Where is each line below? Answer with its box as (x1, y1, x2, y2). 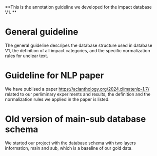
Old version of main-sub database (5, 114, 146, 125)
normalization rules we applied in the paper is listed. (5, 96, 110, 102)
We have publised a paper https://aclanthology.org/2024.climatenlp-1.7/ (5, 86, 150, 92)
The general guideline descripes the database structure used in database (5, 42, 153, 48)
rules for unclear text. (5, 53, 48, 58)
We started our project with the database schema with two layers (5, 140, 136, 146)
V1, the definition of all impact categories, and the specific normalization (5, 47, 150, 53)
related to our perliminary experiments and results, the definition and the (5, 91, 151, 97)
